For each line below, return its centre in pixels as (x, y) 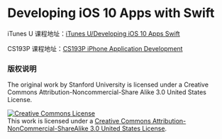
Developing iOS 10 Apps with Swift (111, 13)
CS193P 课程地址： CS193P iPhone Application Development (95, 48)
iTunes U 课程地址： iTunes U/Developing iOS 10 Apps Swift (94, 33)
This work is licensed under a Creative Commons (79, 121)
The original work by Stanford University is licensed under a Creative (108, 85)
